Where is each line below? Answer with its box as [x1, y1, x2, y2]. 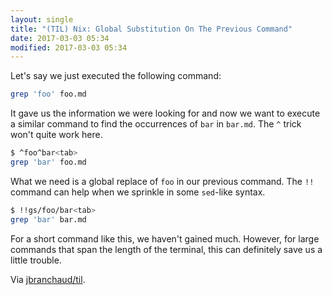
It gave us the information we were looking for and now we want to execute [10, 107, 321, 120]
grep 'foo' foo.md [10, 89, 87, 100]
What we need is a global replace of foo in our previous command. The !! [10, 175, 315, 187]
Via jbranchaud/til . [10, 273, 86, 285]
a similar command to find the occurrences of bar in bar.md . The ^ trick [10, 118, 302, 130]
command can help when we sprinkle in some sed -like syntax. [10, 186, 266, 198]
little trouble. [10, 254, 62, 266]
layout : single [10, 14, 74, 25]
